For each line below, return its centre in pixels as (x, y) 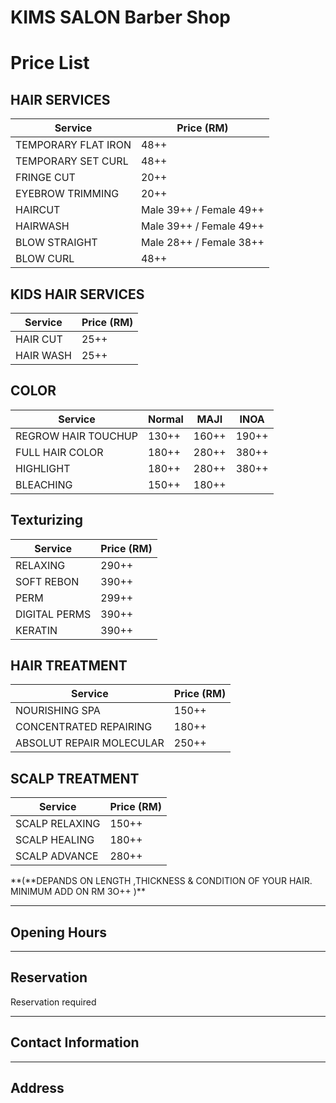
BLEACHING (44, 484)
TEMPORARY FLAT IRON (73, 145)
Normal (165, 419)
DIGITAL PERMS (53, 614)
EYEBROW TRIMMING (67, 194)
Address (37, 1088)
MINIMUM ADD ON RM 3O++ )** (78, 892)
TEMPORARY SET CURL (72, 161)
